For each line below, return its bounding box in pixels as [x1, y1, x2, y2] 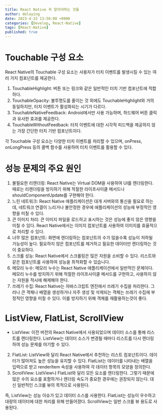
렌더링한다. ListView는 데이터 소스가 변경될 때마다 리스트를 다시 [21, 335, 141, 341]
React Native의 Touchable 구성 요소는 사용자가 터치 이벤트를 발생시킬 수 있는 [5, 69, 152, 75]
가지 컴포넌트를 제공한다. [10, 75, 57, 81]
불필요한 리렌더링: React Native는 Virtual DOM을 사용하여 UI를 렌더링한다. [12, 180, 154, 186]
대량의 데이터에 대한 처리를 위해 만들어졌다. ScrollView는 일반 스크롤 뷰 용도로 [5, 398, 152, 404]
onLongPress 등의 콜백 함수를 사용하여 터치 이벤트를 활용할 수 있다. [5, 144, 133, 150]
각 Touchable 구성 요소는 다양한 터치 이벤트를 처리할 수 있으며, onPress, [5, 138, 143, 144]
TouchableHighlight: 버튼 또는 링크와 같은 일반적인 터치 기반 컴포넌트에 [12, 85, 147, 91]
